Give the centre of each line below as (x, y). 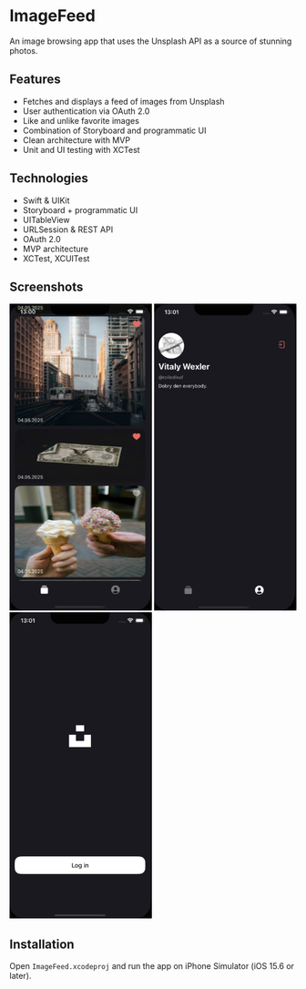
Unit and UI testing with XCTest (81, 149)
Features (35, 80)
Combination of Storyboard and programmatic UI (114, 130)
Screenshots (46, 286)
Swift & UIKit (46, 200)
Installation (42, 944)
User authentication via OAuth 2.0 (86, 111)
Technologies (49, 178)
